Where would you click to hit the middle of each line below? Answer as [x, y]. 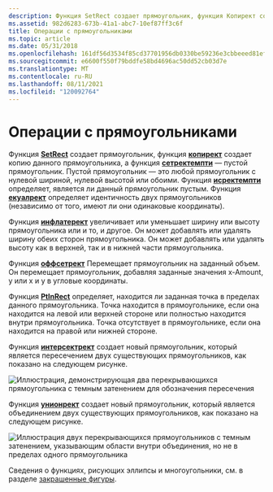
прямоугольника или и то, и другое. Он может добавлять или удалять [130, 231]
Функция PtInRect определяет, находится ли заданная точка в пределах [134, 297]
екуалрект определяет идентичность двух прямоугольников [115, 198]
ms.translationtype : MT [49, 69]
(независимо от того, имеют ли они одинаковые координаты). [117, 206]
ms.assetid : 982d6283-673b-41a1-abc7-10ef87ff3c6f [96, 24]
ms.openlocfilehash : [43, 54]
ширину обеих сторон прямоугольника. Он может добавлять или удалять [136, 239]
